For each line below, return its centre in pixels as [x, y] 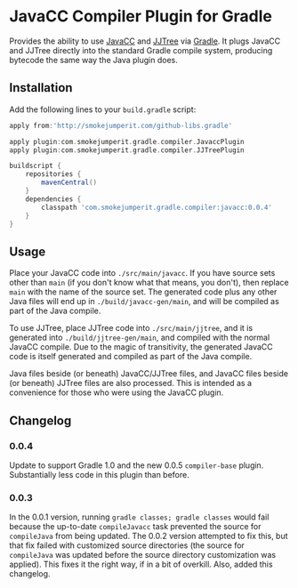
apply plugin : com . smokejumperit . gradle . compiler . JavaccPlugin [127, 141]
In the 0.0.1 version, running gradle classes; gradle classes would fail [139, 517]
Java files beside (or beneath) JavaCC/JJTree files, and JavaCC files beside [149, 374]
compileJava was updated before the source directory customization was [143, 555]
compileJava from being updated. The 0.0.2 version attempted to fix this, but [149, 536]
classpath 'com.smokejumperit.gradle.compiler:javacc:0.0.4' [157, 207]
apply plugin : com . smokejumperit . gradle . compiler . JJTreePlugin [127, 150]
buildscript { [36, 166]
